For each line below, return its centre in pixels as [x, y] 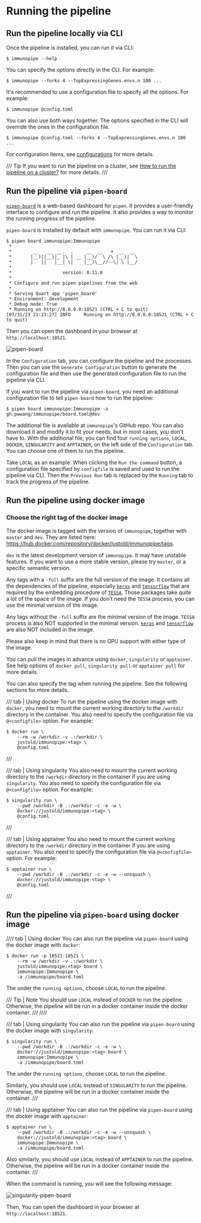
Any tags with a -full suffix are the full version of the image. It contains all [98, 579]
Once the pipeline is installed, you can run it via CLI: [70, 47]
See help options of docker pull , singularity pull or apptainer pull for [96, 666]
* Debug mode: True [33, 304]
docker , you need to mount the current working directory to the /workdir [95, 708]
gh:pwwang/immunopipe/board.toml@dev [53, 414]
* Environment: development [44, 299]
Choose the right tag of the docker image [67, 518]
